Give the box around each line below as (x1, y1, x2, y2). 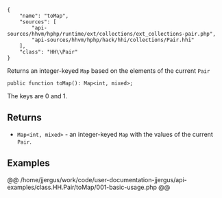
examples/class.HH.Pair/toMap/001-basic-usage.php (7, 183, 158, 191)
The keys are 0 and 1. (7, 92, 68, 100)
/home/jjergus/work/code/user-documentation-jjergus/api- (20, 175, 187, 184)
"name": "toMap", (19, 12, 69, 19)
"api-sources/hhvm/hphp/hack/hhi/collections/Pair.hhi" (32, 36, 195, 43)
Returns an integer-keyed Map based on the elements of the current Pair (7, 67, 210, 75)
